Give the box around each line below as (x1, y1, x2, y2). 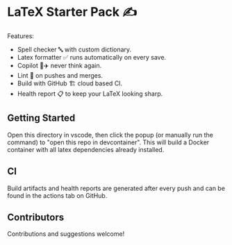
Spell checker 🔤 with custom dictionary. (17, 45, 132, 53)
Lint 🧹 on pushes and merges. (17, 71, 103, 79)
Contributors (7, 211, 65, 223)
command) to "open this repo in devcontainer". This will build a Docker (7, 138, 210, 146)
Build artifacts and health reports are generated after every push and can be (7, 184, 226, 192)
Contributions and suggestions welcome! (7, 230, 125, 238)
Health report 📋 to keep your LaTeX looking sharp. (17, 90, 163, 98)
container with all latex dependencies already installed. (7, 145, 165, 153)
